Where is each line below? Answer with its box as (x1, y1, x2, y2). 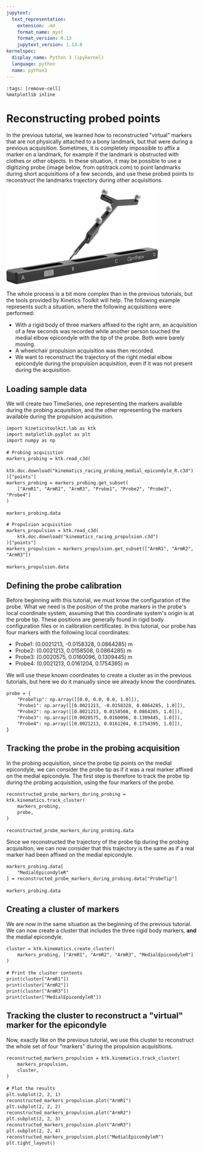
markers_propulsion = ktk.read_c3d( (6, 528, 99, 534)
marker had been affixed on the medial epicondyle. (6, 851, 134, 858)
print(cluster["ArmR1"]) (6, 976, 69, 982)
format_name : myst (17, 29, 64, 35)
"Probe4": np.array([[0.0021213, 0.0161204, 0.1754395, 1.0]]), (17, 721, 183, 727)
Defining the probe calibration (6, 581, 122, 591)
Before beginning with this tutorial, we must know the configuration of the (6, 597, 190, 604)
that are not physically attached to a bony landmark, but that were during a (6, 138, 193, 145)
